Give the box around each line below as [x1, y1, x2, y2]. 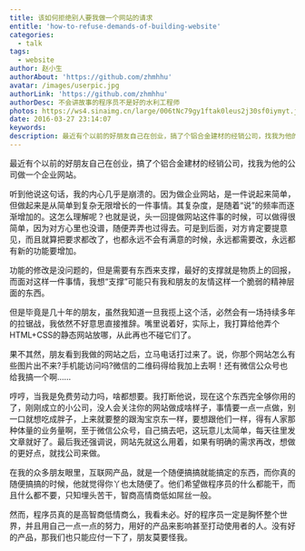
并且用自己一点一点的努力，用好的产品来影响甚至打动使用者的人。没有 [25, 520, 288, 531]
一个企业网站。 [25, 169, 82, 180]
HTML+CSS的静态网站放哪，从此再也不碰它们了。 [9, 329, 197, 340]
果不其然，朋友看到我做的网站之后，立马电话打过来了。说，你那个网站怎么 [9, 348, 288, 359]
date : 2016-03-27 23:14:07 [9, 115, 112, 124]
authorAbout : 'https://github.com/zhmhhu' [9, 73, 172, 82]
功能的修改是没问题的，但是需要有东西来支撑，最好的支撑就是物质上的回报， [9, 265, 296, 275]
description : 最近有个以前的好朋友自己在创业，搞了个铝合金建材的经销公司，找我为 [9, 132, 286, 141]
